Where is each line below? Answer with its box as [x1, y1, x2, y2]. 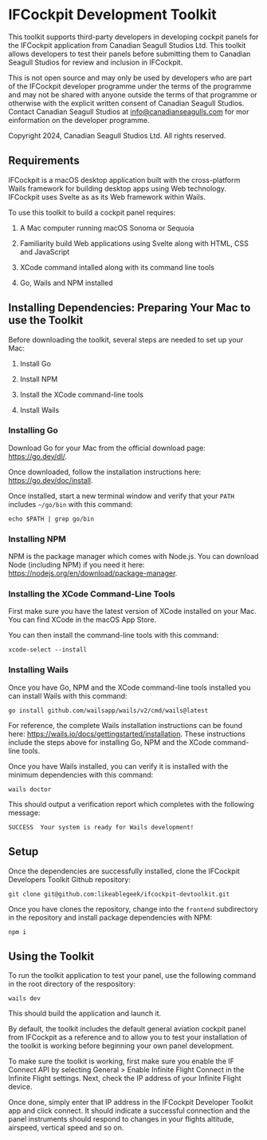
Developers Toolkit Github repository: [8, 874, 132, 884]
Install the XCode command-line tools [19, 390, 143, 399]
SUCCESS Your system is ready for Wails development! [8, 823, 194, 831]
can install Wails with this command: [8, 691, 128, 700]
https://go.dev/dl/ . [8, 451, 68, 461]
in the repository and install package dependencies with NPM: [8, 912, 213, 922]
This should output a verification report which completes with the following [8, 799, 255, 809]
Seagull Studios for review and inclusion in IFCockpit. [8, 57, 183, 67]
